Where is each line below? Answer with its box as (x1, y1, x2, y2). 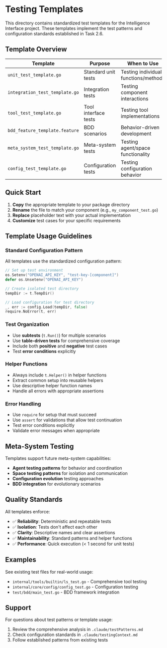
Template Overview (5, 45, 67, 53)
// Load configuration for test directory (5, 300, 94, 305)
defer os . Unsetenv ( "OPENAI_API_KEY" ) (5, 277, 83, 282)
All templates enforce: (5, 508, 50, 515)
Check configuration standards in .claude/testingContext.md (12, 632, 138, 638)
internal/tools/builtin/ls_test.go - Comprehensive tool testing (12, 578, 147, 585)
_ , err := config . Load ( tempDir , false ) (5, 305, 88, 310)
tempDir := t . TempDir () (5, 291, 55, 296)
